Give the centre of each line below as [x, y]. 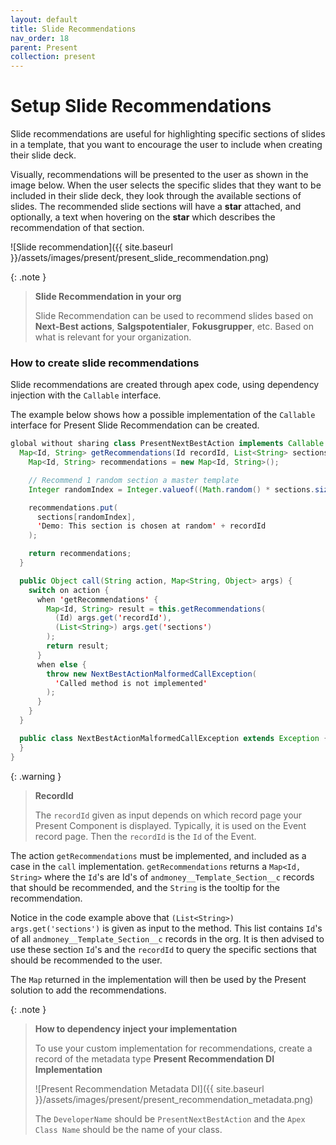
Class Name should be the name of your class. [128, 1129]
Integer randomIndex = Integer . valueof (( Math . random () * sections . [171, 489]
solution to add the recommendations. [88, 990]
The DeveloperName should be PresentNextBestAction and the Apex [170, 1118]
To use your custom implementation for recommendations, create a [173, 1048]
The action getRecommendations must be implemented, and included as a [158, 855]
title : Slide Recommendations [73, 29]
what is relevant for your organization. [113, 337]
